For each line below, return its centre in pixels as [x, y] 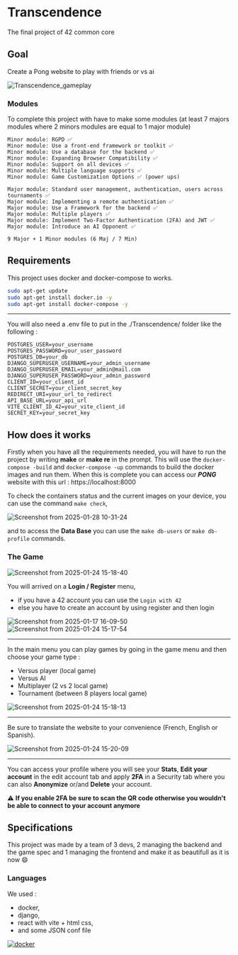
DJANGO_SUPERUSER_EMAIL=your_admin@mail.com [74, 370]
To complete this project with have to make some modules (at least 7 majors [118, 119]
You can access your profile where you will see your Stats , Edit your [107, 769]
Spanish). [21, 735]
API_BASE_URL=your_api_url [47, 401]
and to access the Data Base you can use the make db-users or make [106, 531]
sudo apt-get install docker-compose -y [68, 304]
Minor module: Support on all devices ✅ [68, 165]
